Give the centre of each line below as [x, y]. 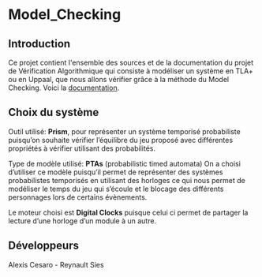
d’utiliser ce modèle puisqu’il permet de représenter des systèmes [116, 172]
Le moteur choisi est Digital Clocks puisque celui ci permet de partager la [128, 212]
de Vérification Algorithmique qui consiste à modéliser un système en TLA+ [131, 71]
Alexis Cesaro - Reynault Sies [56, 264]
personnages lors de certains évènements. [78, 197]
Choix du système [54, 112]
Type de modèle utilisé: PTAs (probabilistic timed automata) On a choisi [124, 163]
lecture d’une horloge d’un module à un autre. [82, 221]
